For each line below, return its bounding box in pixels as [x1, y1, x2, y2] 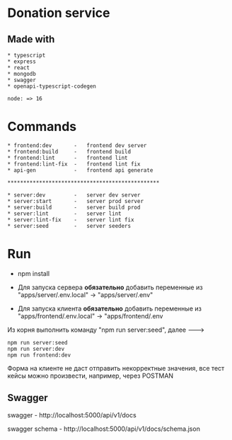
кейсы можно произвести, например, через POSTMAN [7, 371, 174, 380]
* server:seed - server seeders [7, 222, 132, 229]
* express [7, 58, 37, 65]
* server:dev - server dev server [7, 191, 141, 199]
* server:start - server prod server [7, 197, 144, 204]
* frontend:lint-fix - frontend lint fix [7, 161, 141, 168]
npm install [17, 269, 50, 277]
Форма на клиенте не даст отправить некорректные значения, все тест [7, 364, 225, 372]
